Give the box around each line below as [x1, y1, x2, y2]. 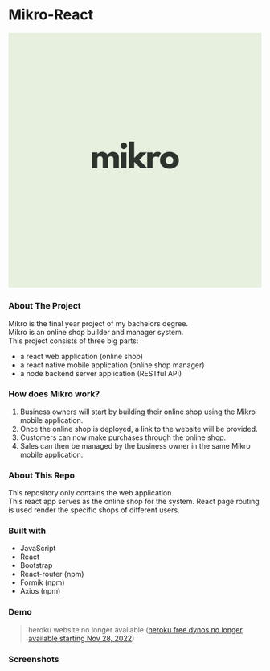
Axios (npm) [19, 586, 61, 596]
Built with [8, 525, 47, 536]
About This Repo [8, 470, 75, 481]
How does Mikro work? [8, 388, 100, 400]
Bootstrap [19, 561, 53, 570]
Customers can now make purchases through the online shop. [19, 433, 227, 442]
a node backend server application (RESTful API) [19, 368, 182, 378]
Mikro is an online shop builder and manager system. [8, 327, 184, 337]
